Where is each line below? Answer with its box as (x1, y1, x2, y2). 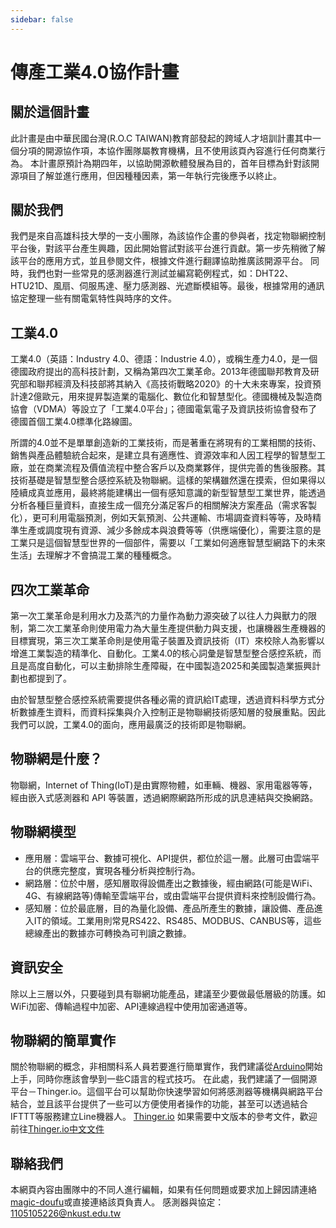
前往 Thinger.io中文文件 (10, 1123, 105, 1135)
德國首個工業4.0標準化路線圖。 (10, 416, 138, 428)
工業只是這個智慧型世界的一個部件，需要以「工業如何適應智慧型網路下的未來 (10, 537, 326, 549)
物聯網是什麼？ (10, 751, 103, 768)
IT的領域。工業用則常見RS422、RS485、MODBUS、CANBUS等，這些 (33, 914, 322, 926)
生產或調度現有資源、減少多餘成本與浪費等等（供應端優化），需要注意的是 (18, 524, 322, 536)
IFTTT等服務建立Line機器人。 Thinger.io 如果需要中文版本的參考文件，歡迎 (10, 1111, 318, 1123)
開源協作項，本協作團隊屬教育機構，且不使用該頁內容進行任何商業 (44, 144, 317, 156)
